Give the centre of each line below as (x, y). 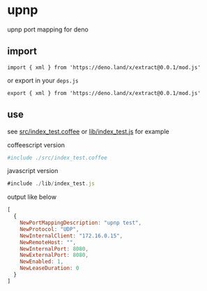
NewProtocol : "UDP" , (49, 229)
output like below (32, 197)
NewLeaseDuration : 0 (49, 268)
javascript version (33, 171)
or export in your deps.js (43, 80)
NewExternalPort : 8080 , (54, 255)
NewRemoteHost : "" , (48, 242)
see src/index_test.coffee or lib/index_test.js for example (88, 131)
